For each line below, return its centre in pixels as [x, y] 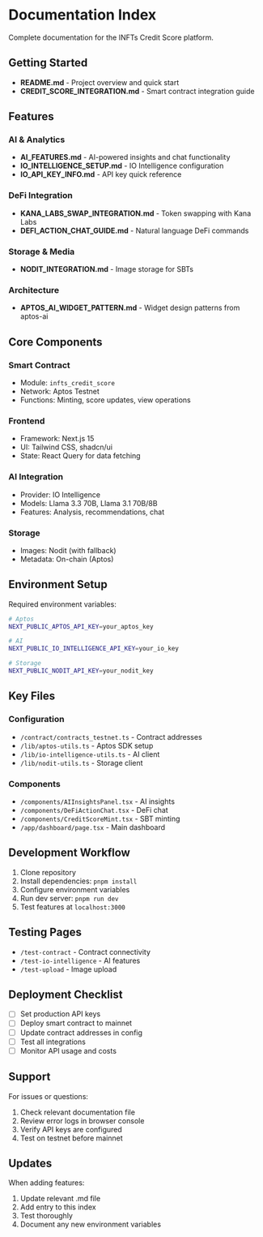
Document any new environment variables [91, 1224]
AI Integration [36, 477]
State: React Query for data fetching [80, 456]
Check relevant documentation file [78, 1112]
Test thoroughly [46, 1216]
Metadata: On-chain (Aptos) [67, 559]
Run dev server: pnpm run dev [69, 898]
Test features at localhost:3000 [72, 907]
